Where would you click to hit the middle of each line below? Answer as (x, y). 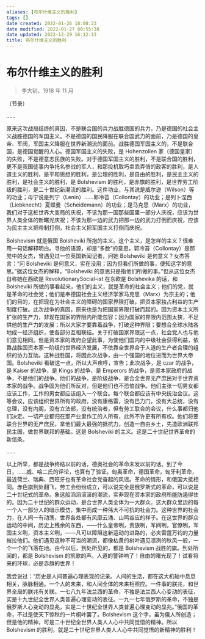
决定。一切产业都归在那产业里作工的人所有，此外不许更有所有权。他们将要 (105, 416)
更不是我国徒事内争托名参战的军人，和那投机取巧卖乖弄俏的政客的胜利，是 (100, 166)
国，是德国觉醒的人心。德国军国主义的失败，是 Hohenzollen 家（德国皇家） (101, 151)
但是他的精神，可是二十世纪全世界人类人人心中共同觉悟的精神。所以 (92, 622)
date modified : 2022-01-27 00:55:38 (53, 29)
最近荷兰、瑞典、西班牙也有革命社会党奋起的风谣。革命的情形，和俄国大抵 (100, 479)
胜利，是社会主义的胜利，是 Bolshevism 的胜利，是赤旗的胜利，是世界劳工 (100, 181)
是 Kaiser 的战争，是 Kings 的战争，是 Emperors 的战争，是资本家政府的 (97, 370)
